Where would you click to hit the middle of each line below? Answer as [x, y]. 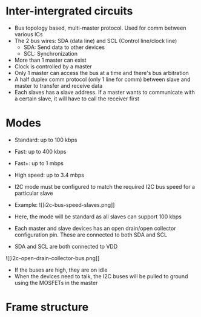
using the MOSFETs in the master [56, 283]
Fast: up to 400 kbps [40, 151]
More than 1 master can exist [50, 60]
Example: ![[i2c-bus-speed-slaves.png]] [64, 204]
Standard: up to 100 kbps [46, 140]
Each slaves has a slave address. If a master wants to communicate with [104, 92]
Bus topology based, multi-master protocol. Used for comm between [100, 28]
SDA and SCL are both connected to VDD [66, 246]
